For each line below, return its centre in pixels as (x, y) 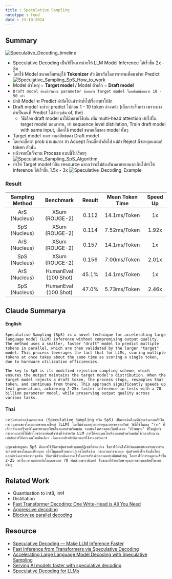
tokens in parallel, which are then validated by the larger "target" (82, 348)
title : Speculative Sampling (38, 10)
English (14, 324)
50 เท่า (19, 96)
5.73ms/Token (122, 289)
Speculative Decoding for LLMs (46, 571)
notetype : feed (23, 15)
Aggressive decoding (35, 510)
